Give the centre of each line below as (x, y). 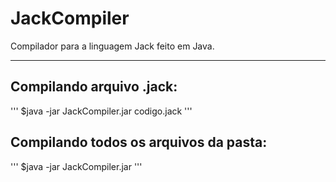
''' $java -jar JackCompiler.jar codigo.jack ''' (101, 111)
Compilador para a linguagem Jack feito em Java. (112, 46)
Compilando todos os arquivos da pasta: (139, 142)
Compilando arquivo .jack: (94, 87)
